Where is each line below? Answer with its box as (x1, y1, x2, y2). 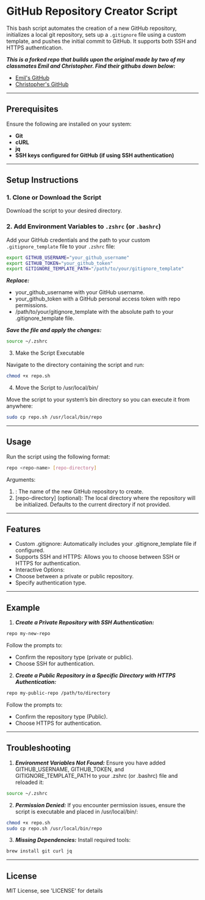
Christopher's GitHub (15, 81, 69, 88)
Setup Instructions (6, 175, 79, 186)
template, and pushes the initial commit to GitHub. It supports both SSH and (6, 37, 197, 45)
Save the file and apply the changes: (6, 327, 102, 334)
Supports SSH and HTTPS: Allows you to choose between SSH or (15, 553, 181, 561)
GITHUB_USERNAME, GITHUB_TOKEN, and (15, 765, 124, 773)
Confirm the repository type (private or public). (15, 653, 133, 661)
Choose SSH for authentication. (15, 660, 95, 667)
